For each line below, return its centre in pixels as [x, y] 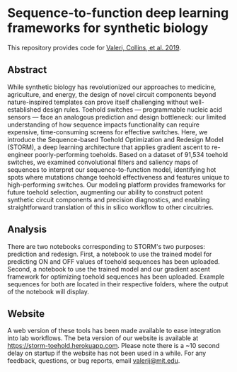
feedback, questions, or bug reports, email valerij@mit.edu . [94, 361]
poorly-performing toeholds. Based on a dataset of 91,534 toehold [132, 154]
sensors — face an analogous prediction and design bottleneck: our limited [117, 117]
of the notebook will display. [48, 291]
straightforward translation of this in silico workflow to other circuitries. [111, 207]
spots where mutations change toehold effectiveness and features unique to [118, 177]
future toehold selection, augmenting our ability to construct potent [105, 192]
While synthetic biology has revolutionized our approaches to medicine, [112, 87]
